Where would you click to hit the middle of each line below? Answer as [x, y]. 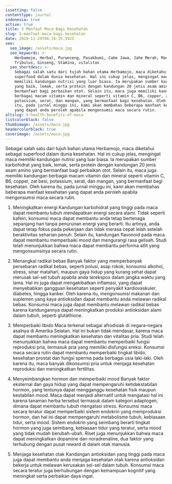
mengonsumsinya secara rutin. [45, 251]
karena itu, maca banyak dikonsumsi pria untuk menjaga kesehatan [83, 364]
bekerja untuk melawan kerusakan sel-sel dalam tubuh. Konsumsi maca [88, 465]
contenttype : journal [28, 15]
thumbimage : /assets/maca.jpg [38, 124]
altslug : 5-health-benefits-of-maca [44, 115]
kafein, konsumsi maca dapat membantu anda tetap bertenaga [79, 218]
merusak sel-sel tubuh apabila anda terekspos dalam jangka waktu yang [89, 277]
